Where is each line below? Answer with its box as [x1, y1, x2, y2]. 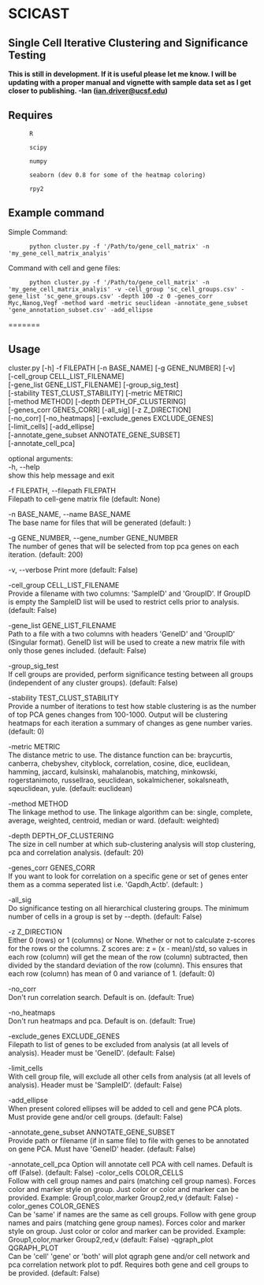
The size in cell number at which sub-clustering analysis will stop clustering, [8, 840, 256, 849]
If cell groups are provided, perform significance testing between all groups [8, 670, 254, 679]
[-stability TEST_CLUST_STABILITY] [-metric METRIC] [8, 388, 183, 398]
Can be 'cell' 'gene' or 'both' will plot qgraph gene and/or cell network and [8, 1252, 251, 1261]
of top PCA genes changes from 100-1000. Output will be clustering [8, 710, 229, 719]
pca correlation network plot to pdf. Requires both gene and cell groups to [8, 1260, 249, 1269]
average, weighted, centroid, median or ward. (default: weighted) [8, 816, 220, 826]
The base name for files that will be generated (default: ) [8, 518, 191, 528]
